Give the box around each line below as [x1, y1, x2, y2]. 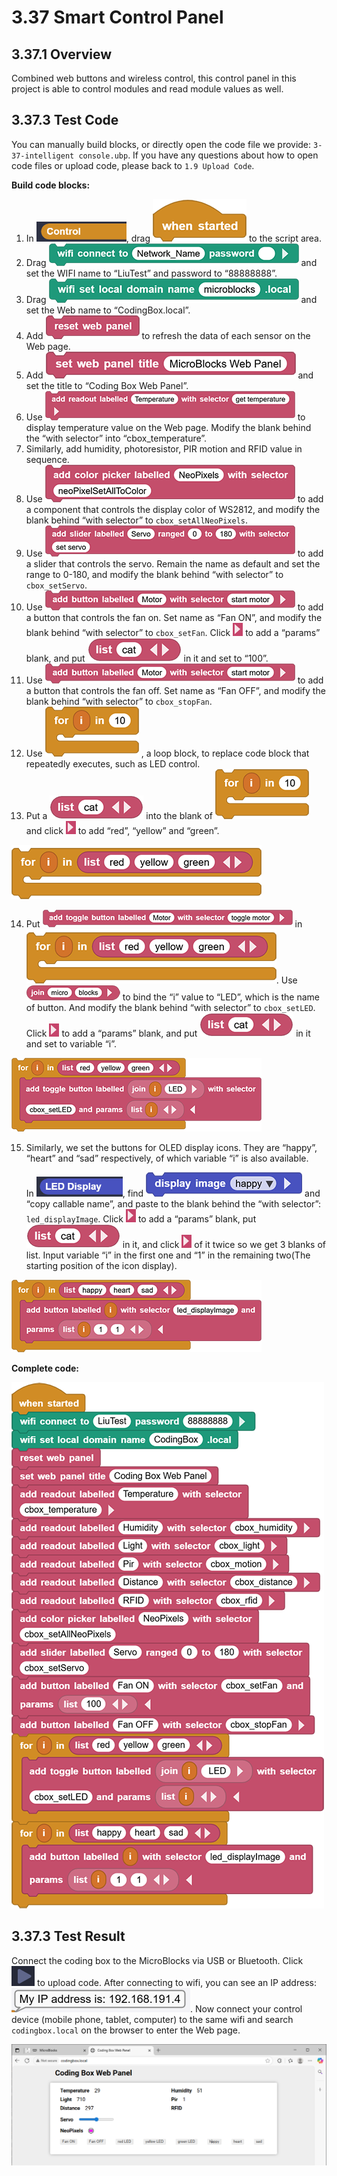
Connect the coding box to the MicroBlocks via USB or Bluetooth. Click [11, 1954, 304, 1966]
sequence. [25, 453, 70, 465]
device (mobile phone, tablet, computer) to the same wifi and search [11, 2013, 294, 2025]
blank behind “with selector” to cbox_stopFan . [25, 695, 213, 707]
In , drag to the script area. [25, 232, 323, 244]
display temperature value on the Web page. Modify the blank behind [25, 421, 312, 433]
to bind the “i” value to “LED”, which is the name [122, 991, 321, 1003]
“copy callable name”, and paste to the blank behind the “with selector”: [25, 1197, 321, 1210]
